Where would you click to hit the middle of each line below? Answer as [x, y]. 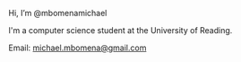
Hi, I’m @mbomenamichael [58, 13]
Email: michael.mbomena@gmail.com [77, 48]
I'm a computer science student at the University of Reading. [120, 30]
